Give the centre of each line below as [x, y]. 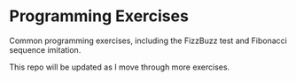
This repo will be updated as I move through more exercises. [120, 67]
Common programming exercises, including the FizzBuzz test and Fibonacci [148, 40]
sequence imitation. [45, 49]
